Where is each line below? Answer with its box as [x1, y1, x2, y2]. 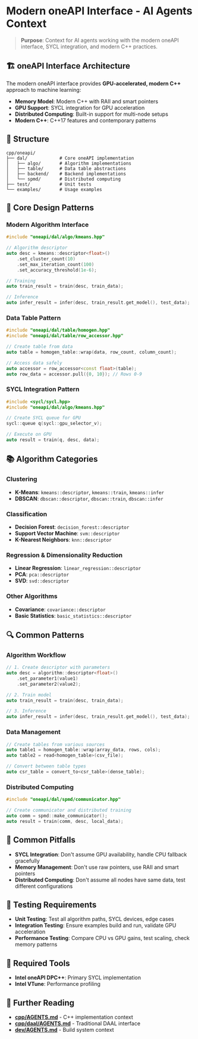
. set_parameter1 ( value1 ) [17, 676, 78, 682]
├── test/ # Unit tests [6, 181, 92, 187]
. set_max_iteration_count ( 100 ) [17, 261, 95, 267]
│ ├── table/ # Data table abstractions [6, 165, 127, 171]
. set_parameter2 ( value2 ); [17, 681, 81, 687]
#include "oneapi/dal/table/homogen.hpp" [6, 327, 111, 334]
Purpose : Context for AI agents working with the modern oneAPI [20, 36, 180, 44]
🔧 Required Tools [6, 958, 70, 968]
